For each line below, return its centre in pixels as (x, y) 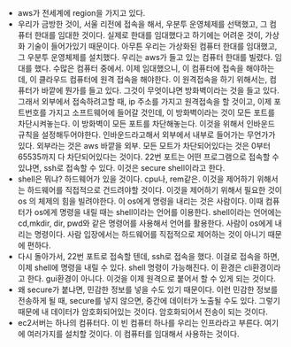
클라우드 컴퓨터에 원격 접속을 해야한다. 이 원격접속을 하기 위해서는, (153, 79)
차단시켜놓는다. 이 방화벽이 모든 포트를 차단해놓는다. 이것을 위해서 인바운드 (146, 123)
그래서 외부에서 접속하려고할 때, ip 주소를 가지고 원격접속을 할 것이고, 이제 (145, 101)
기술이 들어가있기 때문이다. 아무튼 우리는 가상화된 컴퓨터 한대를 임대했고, (152, 46)
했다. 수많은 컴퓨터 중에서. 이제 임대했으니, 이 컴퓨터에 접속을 (139, 68)
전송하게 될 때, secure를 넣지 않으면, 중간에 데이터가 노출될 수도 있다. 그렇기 (149, 301)
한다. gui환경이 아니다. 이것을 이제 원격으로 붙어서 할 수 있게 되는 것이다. (151, 278)
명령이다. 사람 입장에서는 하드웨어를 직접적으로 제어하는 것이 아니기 (150, 234)
